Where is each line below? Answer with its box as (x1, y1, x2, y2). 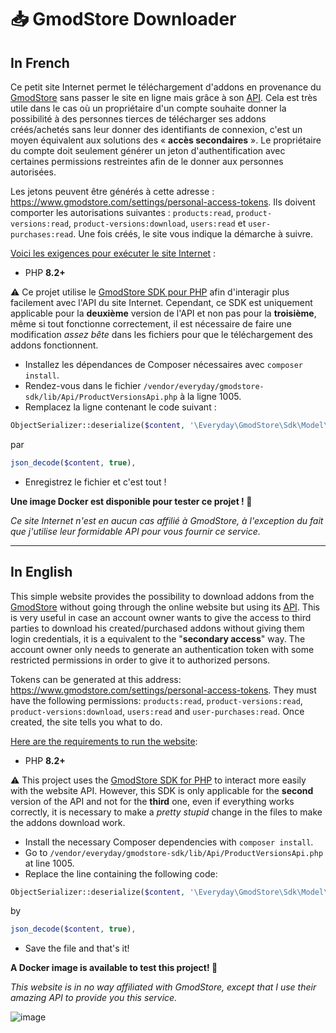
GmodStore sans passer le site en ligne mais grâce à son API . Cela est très (10, 92, 318, 103)
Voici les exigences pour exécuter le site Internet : (10, 247, 217, 259)
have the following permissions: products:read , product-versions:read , (10, 694, 303, 706)
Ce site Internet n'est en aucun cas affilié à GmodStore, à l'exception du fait (10, 514, 324, 526)
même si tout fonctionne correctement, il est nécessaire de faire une (10, 318, 292, 330)
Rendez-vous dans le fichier (24, 380, 142, 391)
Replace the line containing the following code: (24, 867, 218, 880)
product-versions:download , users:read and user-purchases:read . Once (10, 705, 305, 717)
